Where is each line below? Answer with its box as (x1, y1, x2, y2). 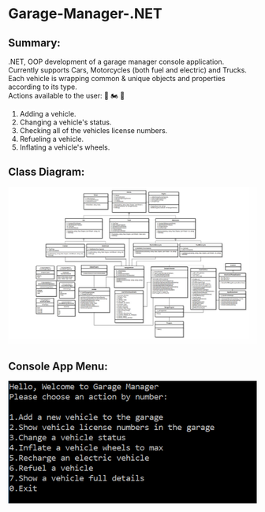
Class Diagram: (8, 165, 85, 179)
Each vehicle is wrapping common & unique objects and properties (8, 74, 226, 83)
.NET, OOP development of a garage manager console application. (8, 57, 225, 66)
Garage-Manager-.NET (8, 5, 163, 23)
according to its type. (8, 82, 77, 91)
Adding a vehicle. (19, 109, 77, 118)
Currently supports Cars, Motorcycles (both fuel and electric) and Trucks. (8, 65, 247, 75)
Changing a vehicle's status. (19, 117, 112, 127)
